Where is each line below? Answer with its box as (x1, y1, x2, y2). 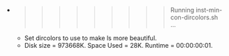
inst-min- (195, 6, 223, 14)
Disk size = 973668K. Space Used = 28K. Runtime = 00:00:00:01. (24, 41, 213, 49)
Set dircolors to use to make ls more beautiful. (24, 34, 157, 42)
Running (170, 6, 195, 14)
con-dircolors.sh (170, 13, 219, 21)
